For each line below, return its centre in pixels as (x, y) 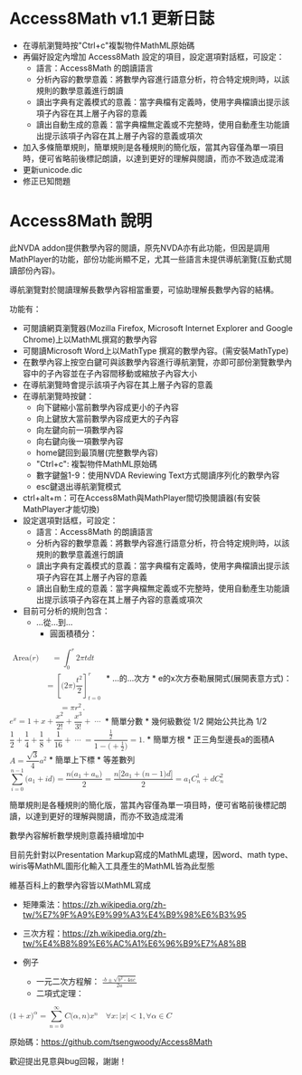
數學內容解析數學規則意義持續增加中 (77, 836)
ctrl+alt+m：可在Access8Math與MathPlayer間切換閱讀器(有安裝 (141, 498)
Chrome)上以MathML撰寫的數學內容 (90, 339)
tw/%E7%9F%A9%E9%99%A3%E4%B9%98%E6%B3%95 (134, 915)
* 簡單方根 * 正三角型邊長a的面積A (211, 739)
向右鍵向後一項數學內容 (80, 441)
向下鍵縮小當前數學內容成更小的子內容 (107, 407)
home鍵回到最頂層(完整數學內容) (97, 452)
